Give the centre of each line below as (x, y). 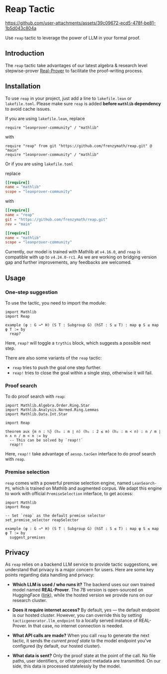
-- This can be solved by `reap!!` (46, 441)
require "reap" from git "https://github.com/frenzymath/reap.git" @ (79, 146)
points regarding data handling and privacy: (50, 575)
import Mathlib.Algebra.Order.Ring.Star (48, 406)
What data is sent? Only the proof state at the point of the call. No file (84, 656)
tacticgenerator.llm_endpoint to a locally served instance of (75, 621)
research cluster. (30, 600)
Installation (23, 86)
